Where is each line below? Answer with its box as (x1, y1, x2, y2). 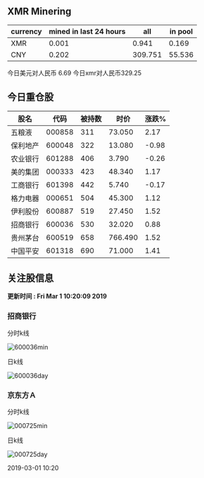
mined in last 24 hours (49, 26, 126, 36)
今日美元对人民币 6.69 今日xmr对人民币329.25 (7, 68, 142, 77)
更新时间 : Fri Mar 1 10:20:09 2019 (7, 292, 107, 301)
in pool (170, 26, 193, 36)
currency (11, 26, 42, 36)
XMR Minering (7, 6, 72, 18)
